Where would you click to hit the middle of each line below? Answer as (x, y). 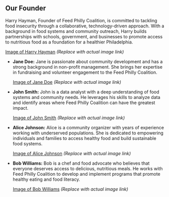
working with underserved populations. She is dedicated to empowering (88, 133)
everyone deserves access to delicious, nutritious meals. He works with (88, 168)
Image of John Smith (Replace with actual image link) (69, 118)
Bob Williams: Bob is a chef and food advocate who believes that (81, 163)
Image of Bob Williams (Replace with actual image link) (70, 189)
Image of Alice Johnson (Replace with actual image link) (72, 153)
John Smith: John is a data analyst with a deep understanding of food (86, 92)
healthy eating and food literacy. (46, 179)
